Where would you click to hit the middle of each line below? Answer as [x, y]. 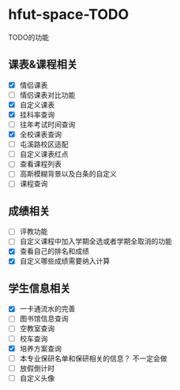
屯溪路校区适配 [44, 144]
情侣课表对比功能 [47, 95]
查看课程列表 [40, 164]
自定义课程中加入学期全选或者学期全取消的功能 [96, 241]
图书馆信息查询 [44, 319]
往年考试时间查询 [47, 124]
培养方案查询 [40, 348]
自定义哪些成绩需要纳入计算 [65, 261]
